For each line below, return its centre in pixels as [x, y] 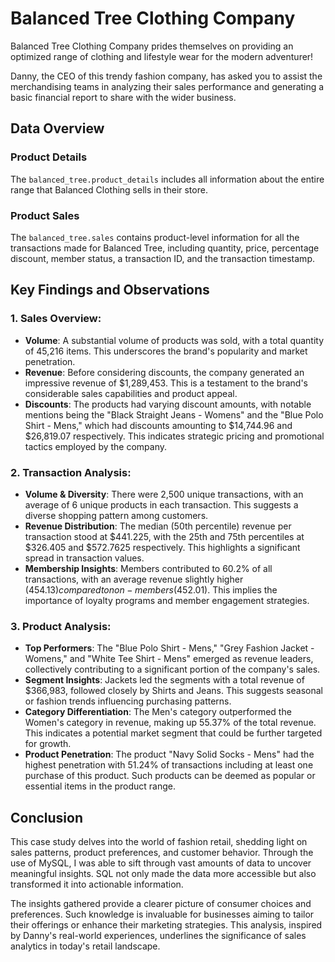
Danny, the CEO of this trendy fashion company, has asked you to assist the [166, 76]
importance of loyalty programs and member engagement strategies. [167, 600]
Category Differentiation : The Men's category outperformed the [158, 712]
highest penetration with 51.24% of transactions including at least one [169, 765]
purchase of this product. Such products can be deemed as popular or [170, 776]
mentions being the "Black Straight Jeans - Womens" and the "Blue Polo [174, 414]
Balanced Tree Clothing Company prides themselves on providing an [152, 46]
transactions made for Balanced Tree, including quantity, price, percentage [165, 248]
